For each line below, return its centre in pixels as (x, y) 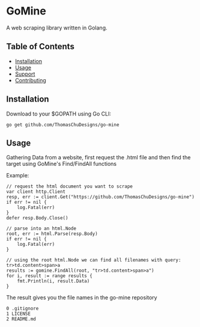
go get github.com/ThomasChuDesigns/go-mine (63, 124)
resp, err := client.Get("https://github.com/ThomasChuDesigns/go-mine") (101, 197)
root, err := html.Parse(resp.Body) (52, 234)
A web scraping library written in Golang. (57, 28)
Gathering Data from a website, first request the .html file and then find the (98, 157)
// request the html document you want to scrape (70, 187)
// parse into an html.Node (41, 229)
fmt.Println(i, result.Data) (53, 281)
